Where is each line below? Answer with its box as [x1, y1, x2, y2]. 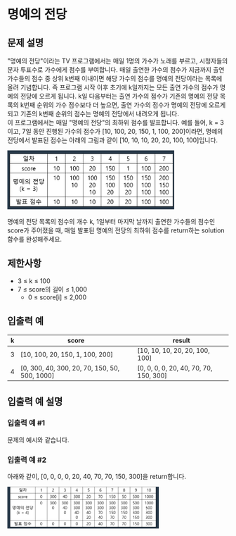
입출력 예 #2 [7, 455, 47, 465]
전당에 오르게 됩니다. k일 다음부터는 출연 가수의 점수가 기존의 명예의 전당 [20, 92, 219, 100]
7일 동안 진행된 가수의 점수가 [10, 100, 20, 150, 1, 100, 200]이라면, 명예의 [22, 127, 223, 135]
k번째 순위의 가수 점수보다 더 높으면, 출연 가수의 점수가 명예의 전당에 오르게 [20, 101, 226, 109]
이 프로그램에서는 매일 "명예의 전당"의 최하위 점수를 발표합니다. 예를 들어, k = [7, 118, 219, 127]
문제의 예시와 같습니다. [7, 435, 70, 444]
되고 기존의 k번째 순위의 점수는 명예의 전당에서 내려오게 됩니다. [7, 110, 179, 118]
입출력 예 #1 [7, 418, 46, 428]
